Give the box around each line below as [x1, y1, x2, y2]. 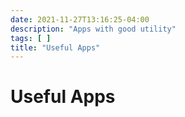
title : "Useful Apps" [10, 42, 101, 53]
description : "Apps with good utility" [10, 24, 177, 34]
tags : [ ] [10, 33, 52, 43]
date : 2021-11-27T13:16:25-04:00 [10, 14, 150, 25]
